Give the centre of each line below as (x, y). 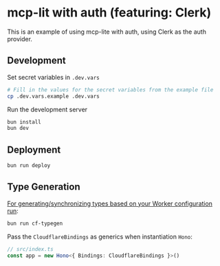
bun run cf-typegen (35, 223)
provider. (20, 38)
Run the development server (47, 109)
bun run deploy (29, 166)
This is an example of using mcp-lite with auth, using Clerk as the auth (107, 32)
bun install (24, 122)
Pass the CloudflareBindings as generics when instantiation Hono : (100, 236)
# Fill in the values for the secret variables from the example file (110, 90)
